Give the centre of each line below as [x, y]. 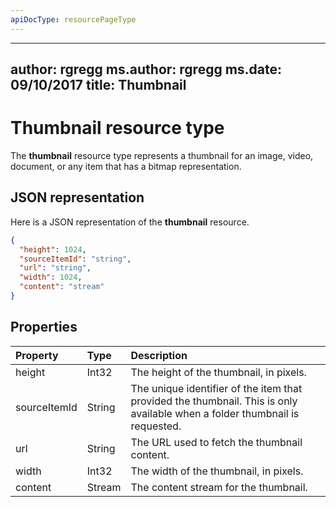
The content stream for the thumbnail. [219, 487]
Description [159, 355]
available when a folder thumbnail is [215, 413]
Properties [44, 327]
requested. [156, 426]
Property [37, 355]
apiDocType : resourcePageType [73, 19]
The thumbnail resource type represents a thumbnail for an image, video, [162, 155]
